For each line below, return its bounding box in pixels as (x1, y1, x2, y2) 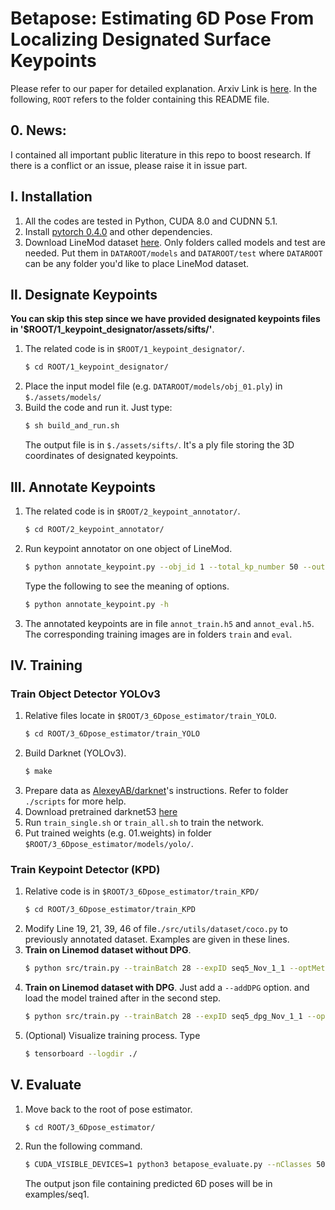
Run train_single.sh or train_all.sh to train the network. (24, 817, 265, 828)
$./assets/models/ (24, 393, 102, 403)
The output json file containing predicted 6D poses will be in (24, 1178, 273, 1190)
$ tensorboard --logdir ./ (24, 1048, 138, 1059)
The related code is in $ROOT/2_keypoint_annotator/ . (24, 505, 241, 517)
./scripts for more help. (24, 795, 127, 807)
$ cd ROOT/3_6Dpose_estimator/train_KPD (24, 905, 196, 915)
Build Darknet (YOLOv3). (24, 747, 127, 759)
